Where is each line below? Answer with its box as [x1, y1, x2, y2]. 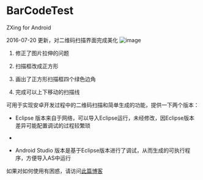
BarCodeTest [6, 4, 74, 18]
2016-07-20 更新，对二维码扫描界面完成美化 [6, 36, 118, 43]
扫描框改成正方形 [15, 62, 59, 70]
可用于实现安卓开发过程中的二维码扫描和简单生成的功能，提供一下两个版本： [6, 101, 199, 109]
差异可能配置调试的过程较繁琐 [15, 121, 90, 129]
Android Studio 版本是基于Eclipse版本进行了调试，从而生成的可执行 [15, 146, 185, 154]
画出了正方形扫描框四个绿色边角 [15, 75, 96, 82]
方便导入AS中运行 [26, 154, 72, 162]
